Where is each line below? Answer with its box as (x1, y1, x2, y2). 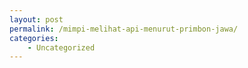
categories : (9, 33, 59, 43)
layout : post (9, 14, 64, 25)
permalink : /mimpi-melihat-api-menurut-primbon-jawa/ (9, 24, 239, 34)
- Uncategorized (27, 42, 96, 53)
